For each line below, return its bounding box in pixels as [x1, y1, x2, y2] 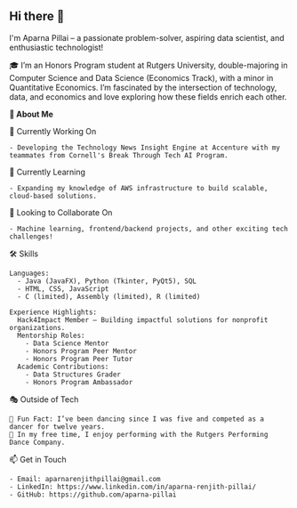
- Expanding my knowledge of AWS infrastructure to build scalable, [9, 183, 269, 192]
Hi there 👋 [9, 9, 65, 24]
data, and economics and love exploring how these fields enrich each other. [9, 91, 287, 102]
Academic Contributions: [17, 362, 109, 371]
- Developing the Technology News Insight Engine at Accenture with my [9, 143, 280, 152]
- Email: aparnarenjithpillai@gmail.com [9, 474, 162, 483]
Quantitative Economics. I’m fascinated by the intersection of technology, [9, 82, 277, 93]
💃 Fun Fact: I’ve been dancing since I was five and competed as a [9, 415, 265, 423]
